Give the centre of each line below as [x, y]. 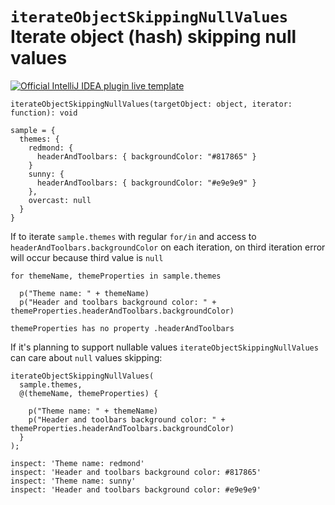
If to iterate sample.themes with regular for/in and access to [133, 236]
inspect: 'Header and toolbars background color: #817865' [136, 472]
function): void [44, 113]
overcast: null [60, 200]
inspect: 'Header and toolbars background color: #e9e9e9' [136, 489]
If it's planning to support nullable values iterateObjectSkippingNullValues [164, 347]
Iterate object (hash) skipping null [153, 37]
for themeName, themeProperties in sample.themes [116, 276]
